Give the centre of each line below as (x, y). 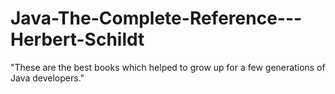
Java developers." (47, 78)
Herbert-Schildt (77, 39)
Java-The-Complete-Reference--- (156, 18)
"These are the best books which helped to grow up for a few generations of (168, 67)
